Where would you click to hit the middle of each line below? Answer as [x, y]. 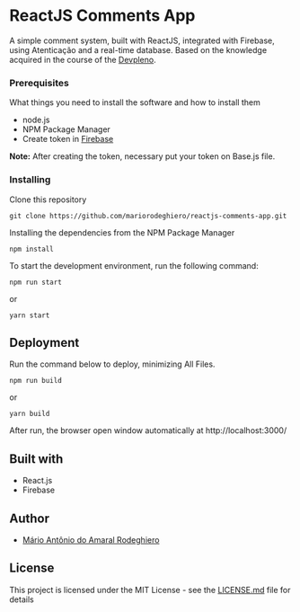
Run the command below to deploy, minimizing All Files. [112, 364]
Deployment [44, 342]
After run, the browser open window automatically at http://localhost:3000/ [148, 430]
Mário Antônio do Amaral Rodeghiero [91, 539]
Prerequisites [39, 83]
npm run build [36, 381]
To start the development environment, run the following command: [134, 265]
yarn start [30, 315]
